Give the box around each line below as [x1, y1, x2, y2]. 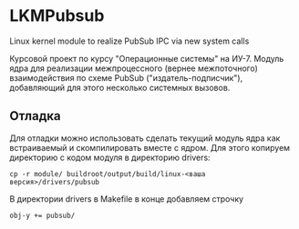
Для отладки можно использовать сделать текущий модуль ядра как [9, 133, 281, 144]
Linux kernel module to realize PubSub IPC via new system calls [9, 35, 250, 46]
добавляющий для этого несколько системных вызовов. [9, 82, 231, 93]
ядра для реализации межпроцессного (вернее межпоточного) [9, 63, 258, 74]
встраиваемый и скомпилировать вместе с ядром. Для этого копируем [9, 142, 290, 153]
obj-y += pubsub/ [9, 211, 76, 220]
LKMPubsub [9, 5, 105, 26]
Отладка [9, 108, 61, 124]
